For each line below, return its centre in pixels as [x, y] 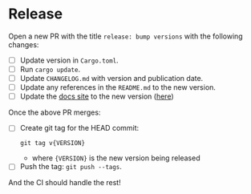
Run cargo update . [50, 69]
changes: [24, 44]
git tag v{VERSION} [53, 143]
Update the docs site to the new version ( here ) [97, 96]
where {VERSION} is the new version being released [116, 158]
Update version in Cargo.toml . [69, 60]
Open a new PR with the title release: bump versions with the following [125, 36]
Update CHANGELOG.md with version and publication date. [111, 79]
